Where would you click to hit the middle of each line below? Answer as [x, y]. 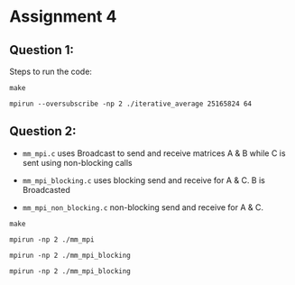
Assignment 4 [63, 17]
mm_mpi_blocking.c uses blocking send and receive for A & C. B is [144, 180]
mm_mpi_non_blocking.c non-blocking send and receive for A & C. [143, 207]
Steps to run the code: [51, 71]
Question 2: [43, 131]
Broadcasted [46, 189]
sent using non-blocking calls [77, 162]
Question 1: [42, 50]
